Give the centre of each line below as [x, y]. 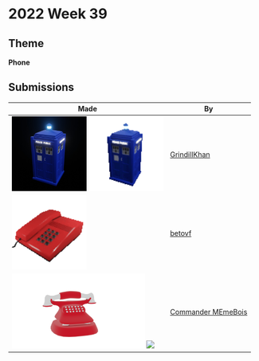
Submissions [41, 87]
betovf [181, 233]
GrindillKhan [190, 154]
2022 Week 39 [58, 14]
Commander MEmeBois [209, 312]
